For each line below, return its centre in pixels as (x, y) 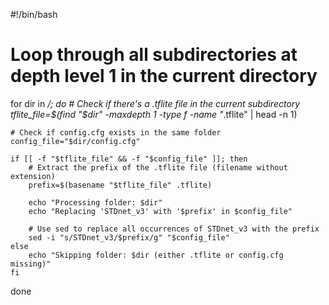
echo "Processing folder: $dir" (95, 202)
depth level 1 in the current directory (164, 76)
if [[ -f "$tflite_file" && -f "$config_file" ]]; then (129, 159)
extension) (33, 176)
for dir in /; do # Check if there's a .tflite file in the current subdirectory (155, 103)
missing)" (31, 264)
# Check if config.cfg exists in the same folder (116, 132)
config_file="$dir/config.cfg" (75, 141)
